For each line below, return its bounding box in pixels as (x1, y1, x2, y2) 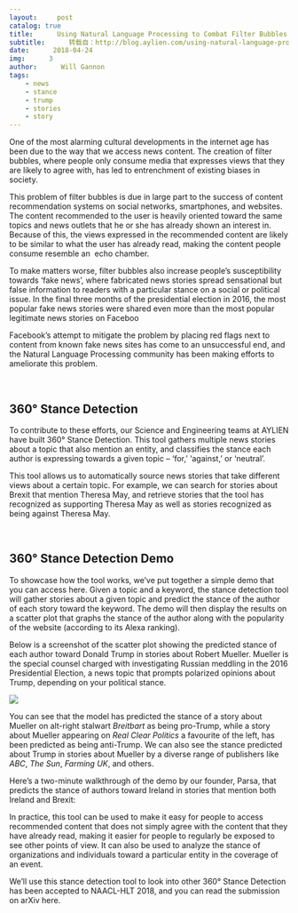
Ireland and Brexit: (9, 794, 76, 805)
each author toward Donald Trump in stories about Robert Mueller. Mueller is (9, 648, 289, 659)
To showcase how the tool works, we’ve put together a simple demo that (9, 574, 275, 585)
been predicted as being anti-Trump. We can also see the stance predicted (9, 739, 283, 749)
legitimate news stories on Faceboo (9, 313, 139, 324)
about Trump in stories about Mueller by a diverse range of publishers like (9, 749, 279, 759)
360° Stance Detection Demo (9, 551, 175, 566)
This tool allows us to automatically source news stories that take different (9, 470, 280, 481)
